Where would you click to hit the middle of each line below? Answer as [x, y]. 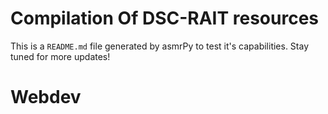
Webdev [46, 97]
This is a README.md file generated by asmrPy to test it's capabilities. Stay [160, 46]
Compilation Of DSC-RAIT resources [165, 18]
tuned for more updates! [60, 56]
